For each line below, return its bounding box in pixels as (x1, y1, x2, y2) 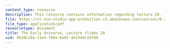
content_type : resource (5, 7, 56, 12)
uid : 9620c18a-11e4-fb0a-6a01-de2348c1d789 (5, 35, 99, 40)
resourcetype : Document (5, 26, 56, 31)
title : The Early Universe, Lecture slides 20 (5, 30, 105, 35)
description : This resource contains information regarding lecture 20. (5, 12, 162, 17)
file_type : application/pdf (5, 21, 65, 26)
